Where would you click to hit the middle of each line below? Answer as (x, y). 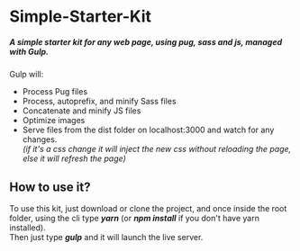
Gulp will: (27, 75)
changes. (40, 139)
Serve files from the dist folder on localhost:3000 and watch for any (148, 130)
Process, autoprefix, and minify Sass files (100, 102)
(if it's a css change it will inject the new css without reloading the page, (157, 149)
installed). (28, 228)
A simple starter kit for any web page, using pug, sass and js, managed (146, 41)
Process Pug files (55, 92)
